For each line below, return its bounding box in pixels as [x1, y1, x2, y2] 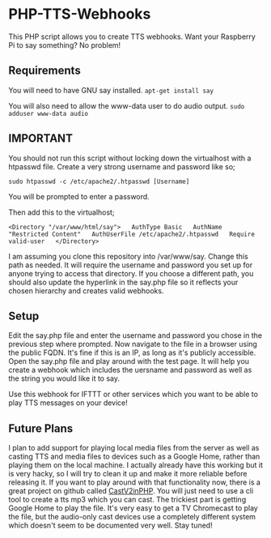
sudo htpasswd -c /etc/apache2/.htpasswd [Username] [8, 177, 190, 186]
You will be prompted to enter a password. [8, 191, 150, 201]
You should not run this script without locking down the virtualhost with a [8, 153, 252, 163]
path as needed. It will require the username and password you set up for [8, 260, 253, 270]
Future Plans [8, 421, 74, 435]
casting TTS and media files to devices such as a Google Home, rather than [8, 451, 260, 462]
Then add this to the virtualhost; [8, 207, 115, 217]
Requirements [8, 64, 81, 78]
